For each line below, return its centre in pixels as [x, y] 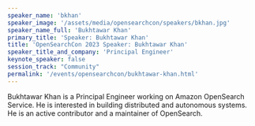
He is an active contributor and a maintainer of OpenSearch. [105, 113]
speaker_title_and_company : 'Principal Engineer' [91, 52]
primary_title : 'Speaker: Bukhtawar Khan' [78, 37]
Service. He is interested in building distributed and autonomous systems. [127, 105]
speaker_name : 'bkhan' [45, 15]
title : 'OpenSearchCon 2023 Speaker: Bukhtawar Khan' [98, 45]
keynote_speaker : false [47, 60]
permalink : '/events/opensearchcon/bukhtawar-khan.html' [103, 74]
